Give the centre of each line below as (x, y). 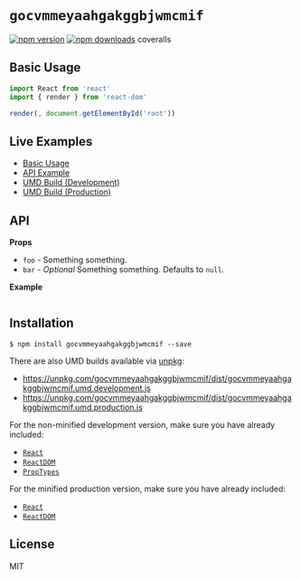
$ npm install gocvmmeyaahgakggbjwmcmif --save (101, 344)
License (32, 544)
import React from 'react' (60, 89)
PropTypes (41, 472)
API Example (46, 173)
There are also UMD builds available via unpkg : (97, 361)
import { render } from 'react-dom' (78, 97)
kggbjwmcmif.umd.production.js (82, 407)
